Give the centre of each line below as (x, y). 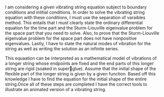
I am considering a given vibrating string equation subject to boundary (76, 7)
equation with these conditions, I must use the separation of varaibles (75, 17)
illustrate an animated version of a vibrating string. (56, 89)
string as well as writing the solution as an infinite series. (62, 49)
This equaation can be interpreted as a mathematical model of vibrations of (81, 58)
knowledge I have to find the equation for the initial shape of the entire (76, 79)
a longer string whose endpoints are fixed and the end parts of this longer (80, 63)
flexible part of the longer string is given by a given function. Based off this (80, 74)
